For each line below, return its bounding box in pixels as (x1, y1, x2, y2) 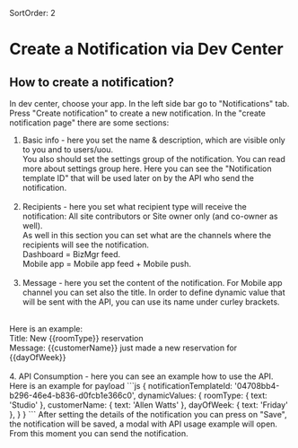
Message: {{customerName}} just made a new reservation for (9, 342, 238, 353)
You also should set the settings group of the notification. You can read (22, 154, 285, 164)
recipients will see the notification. (22, 239, 150, 250)
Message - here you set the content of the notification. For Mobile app (22, 278, 283, 288)
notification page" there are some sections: (9, 117, 170, 128)
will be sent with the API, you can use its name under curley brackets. (22, 297, 280, 307)
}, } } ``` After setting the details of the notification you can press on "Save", (9, 409, 287, 419)
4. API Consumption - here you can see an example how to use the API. (9, 371, 274, 382)
